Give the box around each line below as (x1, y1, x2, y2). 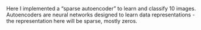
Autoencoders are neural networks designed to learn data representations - (6, 11, 196, 18)
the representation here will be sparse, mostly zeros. (6, 18, 137, 24)
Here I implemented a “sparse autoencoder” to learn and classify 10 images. (6, 5, 196, 12)
